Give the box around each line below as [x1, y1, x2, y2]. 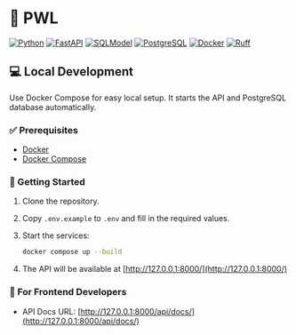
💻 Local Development [9, 64, 133, 79]
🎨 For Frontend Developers [9, 286, 127, 299]
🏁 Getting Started [9, 175, 86, 187]
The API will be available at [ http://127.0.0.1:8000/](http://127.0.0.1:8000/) [21, 264, 287, 275]
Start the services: [21, 230, 91, 241]
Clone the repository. [21, 195, 100, 207]
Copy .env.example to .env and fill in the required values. [21, 213, 230, 224]
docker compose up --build [21, 248, 123, 257]
